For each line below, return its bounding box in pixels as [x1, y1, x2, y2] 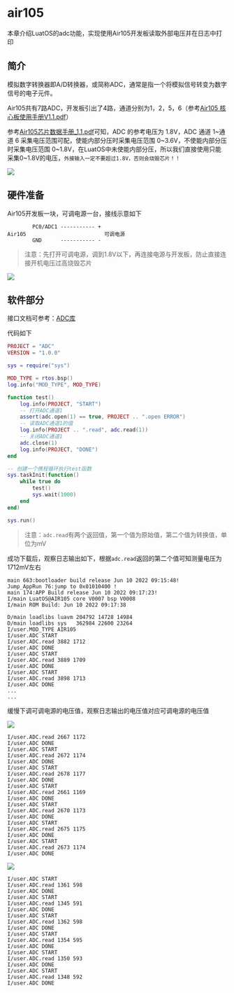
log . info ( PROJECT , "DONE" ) [20, 446, 98, 453]
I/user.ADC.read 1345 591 [7, 900, 82, 907]
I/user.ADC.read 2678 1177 [7, 770, 86, 777]
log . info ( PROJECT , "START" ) [20, 401, 101, 408]
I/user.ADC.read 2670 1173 [7, 807, 86, 814]
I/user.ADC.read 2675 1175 [7, 825, 86, 833]
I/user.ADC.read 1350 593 [7, 954, 82, 962]
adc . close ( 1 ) [20, 439, 58, 446]
